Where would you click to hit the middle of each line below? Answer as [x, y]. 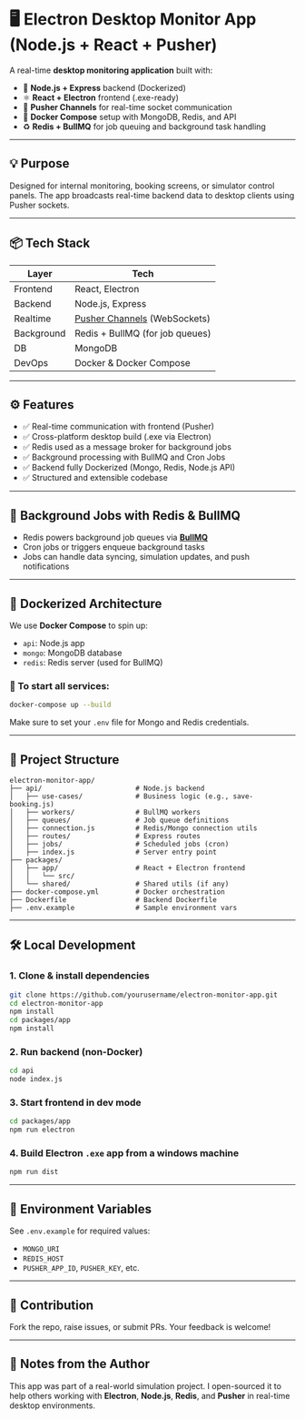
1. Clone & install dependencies [79, 976]
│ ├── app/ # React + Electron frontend [128, 867]
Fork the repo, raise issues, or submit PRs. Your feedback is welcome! [140, 1326]
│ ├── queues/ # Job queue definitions [119, 820]
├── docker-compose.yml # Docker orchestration [117, 892]
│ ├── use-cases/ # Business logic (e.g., [119, 796]
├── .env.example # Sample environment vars [123, 908]
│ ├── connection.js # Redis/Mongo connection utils [133, 828]
